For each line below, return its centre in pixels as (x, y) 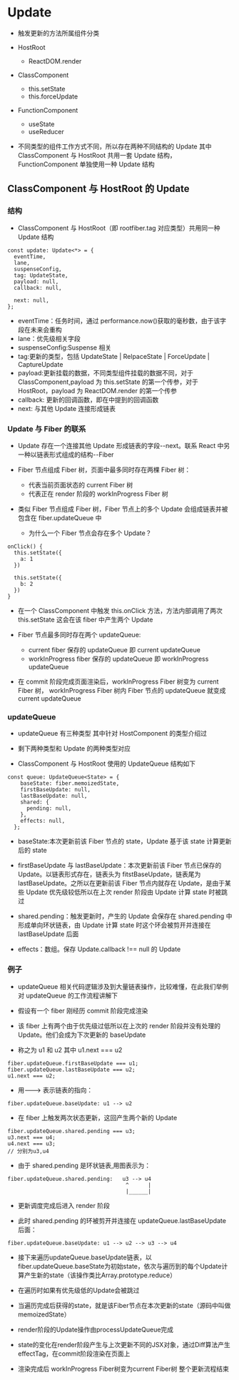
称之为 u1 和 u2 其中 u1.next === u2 (70, 1050)
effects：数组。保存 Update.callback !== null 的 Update (99, 949)
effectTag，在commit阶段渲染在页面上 (74, 1354)
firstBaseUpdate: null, (56, 790)
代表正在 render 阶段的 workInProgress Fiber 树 (98, 494)
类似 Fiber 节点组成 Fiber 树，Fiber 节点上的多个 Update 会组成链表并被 (123, 509)
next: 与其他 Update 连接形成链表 (67, 408)
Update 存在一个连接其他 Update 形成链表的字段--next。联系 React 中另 (124, 445)
